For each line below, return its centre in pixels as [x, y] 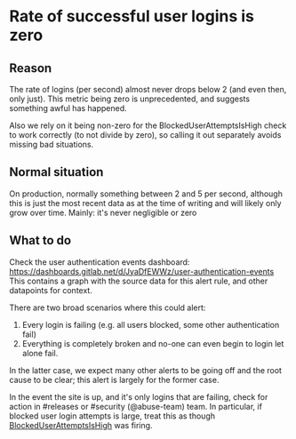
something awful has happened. [68, 108]
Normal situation [56, 172]
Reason [31, 68]
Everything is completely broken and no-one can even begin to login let [153, 343]
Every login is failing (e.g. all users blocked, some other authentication [151, 324]
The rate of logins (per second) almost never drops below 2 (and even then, [148, 89]
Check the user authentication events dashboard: [100, 262]
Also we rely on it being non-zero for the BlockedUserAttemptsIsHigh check [148, 125]
